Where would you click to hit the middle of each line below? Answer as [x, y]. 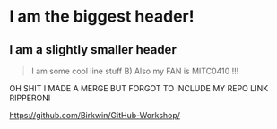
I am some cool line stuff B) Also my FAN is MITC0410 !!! [135, 71]
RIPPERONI [30, 98]
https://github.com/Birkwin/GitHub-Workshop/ [95, 115]
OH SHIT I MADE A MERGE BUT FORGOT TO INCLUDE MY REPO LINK [139, 88]
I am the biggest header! [102, 17]
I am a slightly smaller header [93, 50]
